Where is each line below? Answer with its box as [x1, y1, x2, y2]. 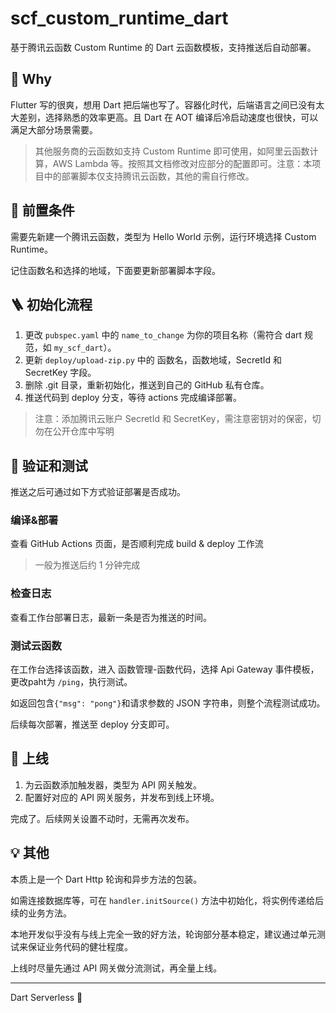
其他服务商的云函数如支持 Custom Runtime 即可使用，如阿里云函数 [34, 145, 310, 157]
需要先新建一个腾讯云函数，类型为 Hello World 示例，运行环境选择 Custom [10, 230, 317, 242]
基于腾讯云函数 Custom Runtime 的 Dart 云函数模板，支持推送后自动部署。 [10, 41, 317, 53]
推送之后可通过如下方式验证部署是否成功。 [10, 486, 186, 498]
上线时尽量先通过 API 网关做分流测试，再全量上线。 [10, 962, 223, 974]
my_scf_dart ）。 [53, 342, 117, 354]
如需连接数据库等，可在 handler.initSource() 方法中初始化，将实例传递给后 [10, 894, 325, 906]
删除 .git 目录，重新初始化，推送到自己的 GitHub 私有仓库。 [24, 379, 270, 391]
